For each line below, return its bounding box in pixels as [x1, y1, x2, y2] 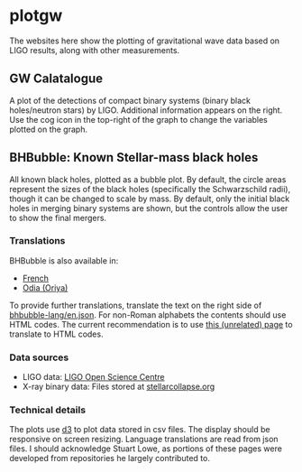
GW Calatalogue [9, 71, 104, 87]
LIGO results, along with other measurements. [9, 44, 180, 55]
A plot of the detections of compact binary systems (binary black [9, 95, 251, 106]
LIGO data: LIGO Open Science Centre [22, 372, 165, 383]
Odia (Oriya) [22, 282, 69, 293]
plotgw [9, 5, 63, 26]
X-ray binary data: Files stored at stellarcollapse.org [22, 381, 215, 393]
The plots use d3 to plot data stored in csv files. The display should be [9, 424, 270, 435]
